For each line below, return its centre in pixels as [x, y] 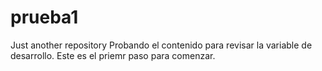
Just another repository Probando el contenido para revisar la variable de [161, 45]
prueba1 [44, 17]
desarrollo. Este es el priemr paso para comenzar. [113, 55]
